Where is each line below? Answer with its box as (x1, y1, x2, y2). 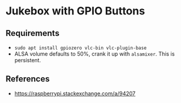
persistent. (14, 57, 41, 63)
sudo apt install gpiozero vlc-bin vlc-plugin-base (14, 45, 147, 51)
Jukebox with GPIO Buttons (5, 4, 146, 18)
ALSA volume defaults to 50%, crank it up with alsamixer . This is (14, 50, 175, 57)
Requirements (5, 28, 60, 38)
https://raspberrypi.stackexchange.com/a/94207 (14, 90, 136, 97)
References (5, 74, 50, 84)
